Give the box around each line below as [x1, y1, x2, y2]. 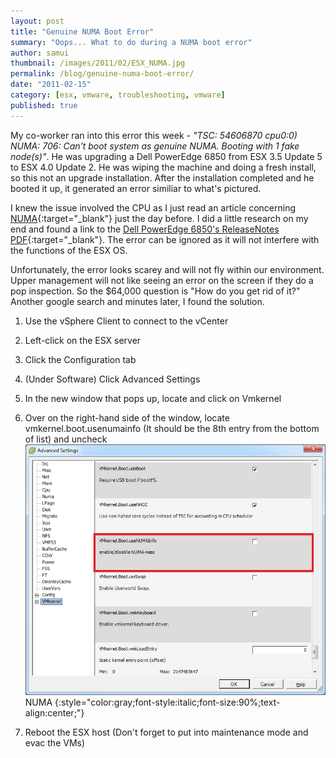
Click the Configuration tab [24, 353, 137, 365]
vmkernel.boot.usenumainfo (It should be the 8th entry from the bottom [24, 422, 320, 434]
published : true [10, 100, 78, 110]
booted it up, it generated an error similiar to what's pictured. [10, 182, 262, 194]
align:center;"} [24, 706, 85, 719]
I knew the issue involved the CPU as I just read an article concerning [10, 201, 296, 214]
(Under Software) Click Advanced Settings [24, 373, 201, 385]
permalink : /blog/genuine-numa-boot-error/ [10, 69, 195, 79]
